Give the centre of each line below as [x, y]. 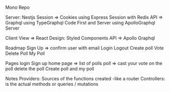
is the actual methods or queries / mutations [52, 84]
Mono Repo [17, 7]
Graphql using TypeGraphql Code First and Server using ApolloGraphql [80, 23]
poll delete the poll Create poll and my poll [50, 69]
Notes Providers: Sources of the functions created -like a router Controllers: [85, 78]
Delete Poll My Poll [25, 53]
